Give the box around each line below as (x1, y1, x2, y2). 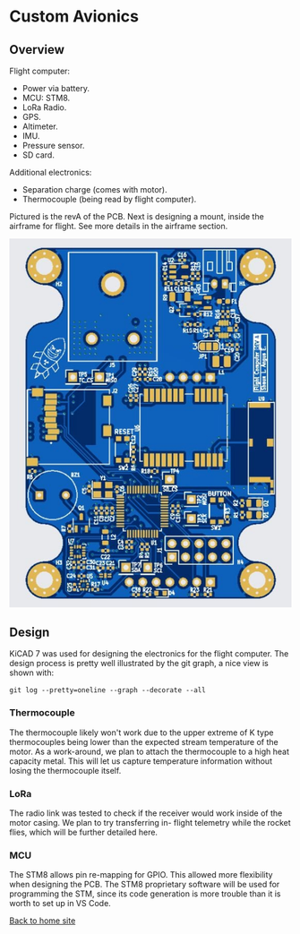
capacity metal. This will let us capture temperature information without (9, 755, 273, 767)
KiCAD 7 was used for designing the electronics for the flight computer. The (9, 648, 289, 659)
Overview (9, 42, 65, 57)
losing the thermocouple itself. (9, 765, 122, 775)
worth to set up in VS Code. (9, 898, 112, 909)
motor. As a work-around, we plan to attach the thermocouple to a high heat (9, 746, 289, 757)
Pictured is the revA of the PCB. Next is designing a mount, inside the (9, 211, 264, 221)
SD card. (21, 150, 56, 160)
